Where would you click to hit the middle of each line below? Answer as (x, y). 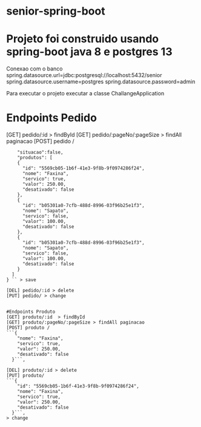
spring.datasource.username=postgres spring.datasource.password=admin (101, 82)
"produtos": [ (35, 158)
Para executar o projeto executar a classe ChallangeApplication (85, 94)
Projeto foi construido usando (83, 39)
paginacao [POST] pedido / (40, 142)
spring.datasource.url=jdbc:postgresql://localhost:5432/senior (84, 75)
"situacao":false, (40, 152)
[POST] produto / (28, 328)
